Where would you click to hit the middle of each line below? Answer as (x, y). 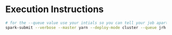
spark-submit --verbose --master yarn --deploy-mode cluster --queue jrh (86, 27)
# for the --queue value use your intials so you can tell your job (80, 23)
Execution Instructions (55, 9)
